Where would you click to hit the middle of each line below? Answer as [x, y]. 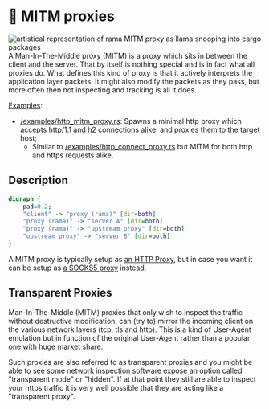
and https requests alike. [73, 155]
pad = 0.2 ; [37, 207]
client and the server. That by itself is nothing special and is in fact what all [132, 64]
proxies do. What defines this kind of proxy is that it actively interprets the [130, 72]
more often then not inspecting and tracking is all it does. [102, 90]
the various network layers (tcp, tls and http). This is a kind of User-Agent [130, 329]
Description [38, 180]
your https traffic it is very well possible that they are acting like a [116, 387]
